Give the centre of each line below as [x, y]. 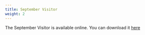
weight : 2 [15, 14]
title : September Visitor [31, 9]
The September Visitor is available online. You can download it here [72, 27]
